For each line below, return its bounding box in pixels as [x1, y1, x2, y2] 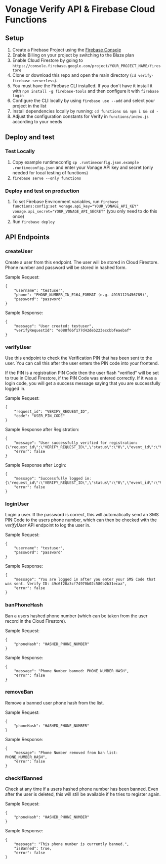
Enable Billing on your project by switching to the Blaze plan [12, 52, 134, 58]
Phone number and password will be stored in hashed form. [5, 264, 127, 270]
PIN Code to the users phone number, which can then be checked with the [5, 517, 157, 523]
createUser [5, 248, 33, 255]
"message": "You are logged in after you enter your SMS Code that [14, 577, 156, 582]
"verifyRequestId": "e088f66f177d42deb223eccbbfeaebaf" [14, 328, 132, 333]
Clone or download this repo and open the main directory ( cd [12, 72, 136, 78]
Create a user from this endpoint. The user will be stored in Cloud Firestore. [5, 259, 159, 265]
